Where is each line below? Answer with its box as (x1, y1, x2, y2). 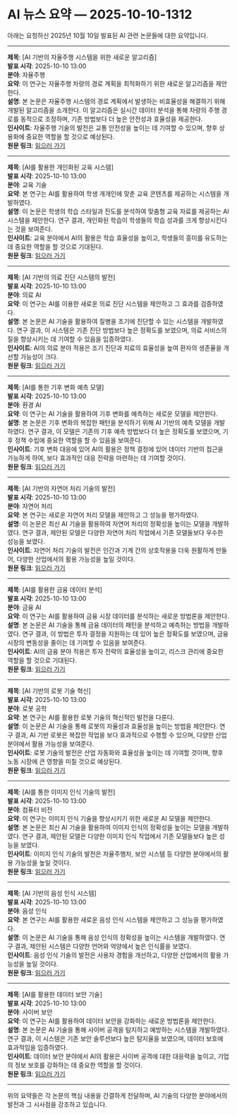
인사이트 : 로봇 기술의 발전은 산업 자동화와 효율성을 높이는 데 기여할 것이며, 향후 (7, 748, 224, 757)
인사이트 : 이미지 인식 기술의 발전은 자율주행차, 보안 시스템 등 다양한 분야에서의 (7, 849, 222, 858)
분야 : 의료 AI (7, 291, 42, 299)
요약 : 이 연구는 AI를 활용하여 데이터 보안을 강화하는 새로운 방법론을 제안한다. (7, 1016, 217, 1025)
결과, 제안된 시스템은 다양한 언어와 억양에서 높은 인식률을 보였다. (14, 942, 192, 950)
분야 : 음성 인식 (7, 906, 47, 915)
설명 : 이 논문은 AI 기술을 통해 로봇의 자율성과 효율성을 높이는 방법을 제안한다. (7, 722, 218, 730)
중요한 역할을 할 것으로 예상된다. (25, 132, 115, 141)
